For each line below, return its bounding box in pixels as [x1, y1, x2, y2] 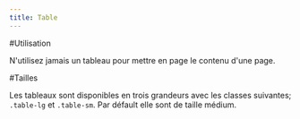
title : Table [9, 13, 58, 22]
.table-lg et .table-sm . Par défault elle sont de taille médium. [9, 99, 237, 110]
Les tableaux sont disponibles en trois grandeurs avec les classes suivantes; [9, 89, 292, 100]
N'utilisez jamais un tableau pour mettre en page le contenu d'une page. [9, 55, 276, 65]
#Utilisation [9, 38, 51, 48]
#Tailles [9, 72, 39, 83]
